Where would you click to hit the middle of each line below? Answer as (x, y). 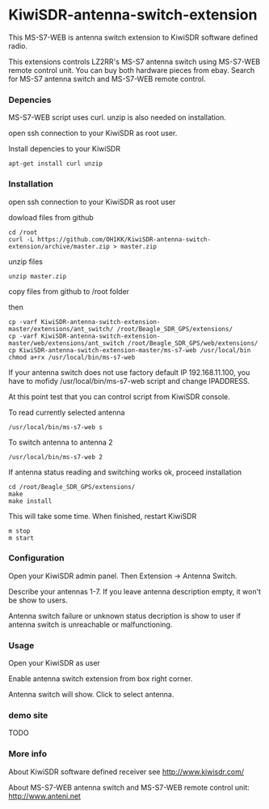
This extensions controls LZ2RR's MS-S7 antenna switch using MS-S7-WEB (134, 62)
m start (21, 538)
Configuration (36, 558)
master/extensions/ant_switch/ (61, 329)
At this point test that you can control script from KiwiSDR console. (119, 396)
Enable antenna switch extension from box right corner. (101, 679)
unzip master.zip (38, 276)
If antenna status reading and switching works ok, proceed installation (125, 472)
